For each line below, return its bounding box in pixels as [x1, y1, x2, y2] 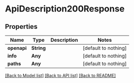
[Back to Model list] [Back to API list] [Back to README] [5, 73, 116, 78]
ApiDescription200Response [5, 3, 125, 14]
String [31, 45, 46, 51]
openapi [7, 45, 27, 51]
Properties [5, 23, 38, 31]
